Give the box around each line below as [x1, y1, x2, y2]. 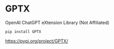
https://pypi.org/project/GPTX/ [5, 38, 68, 44]
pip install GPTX [5, 29, 41, 34]
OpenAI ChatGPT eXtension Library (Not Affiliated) [5, 19, 109, 25]
